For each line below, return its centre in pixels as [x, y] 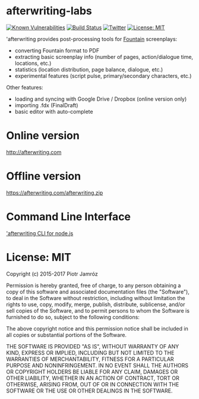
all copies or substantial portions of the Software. [66, 335]
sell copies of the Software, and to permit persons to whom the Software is [98, 310]
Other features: [25, 87]
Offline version [44, 176]
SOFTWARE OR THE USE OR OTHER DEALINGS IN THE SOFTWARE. [89, 391]
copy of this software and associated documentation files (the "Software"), [98, 292]
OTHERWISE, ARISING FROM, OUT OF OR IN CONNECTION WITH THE [93, 384]
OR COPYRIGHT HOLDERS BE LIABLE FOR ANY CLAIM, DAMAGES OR [92, 372]
